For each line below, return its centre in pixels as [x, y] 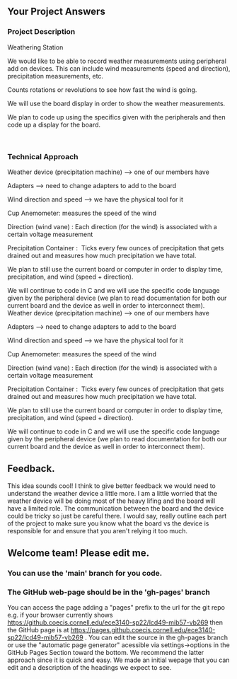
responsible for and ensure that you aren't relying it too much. [98, 530]
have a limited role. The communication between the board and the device [116, 508]
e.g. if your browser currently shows [60, 615]
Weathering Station [35, 47]
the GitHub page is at [38, 630]
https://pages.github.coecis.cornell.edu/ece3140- [143, 630]
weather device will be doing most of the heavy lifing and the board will [111, 501]
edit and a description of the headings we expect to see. [89, 668]
